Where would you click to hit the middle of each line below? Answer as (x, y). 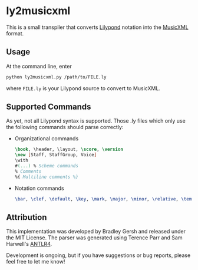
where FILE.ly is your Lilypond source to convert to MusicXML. (83, 88)
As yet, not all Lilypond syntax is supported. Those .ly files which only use (96, 121)
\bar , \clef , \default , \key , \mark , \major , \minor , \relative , (96, 199)
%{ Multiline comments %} (46, 177)
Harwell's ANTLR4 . (29, 244)
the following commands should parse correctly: (65, 127)
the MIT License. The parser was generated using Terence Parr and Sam (94, 238)
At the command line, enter (39, 66)
